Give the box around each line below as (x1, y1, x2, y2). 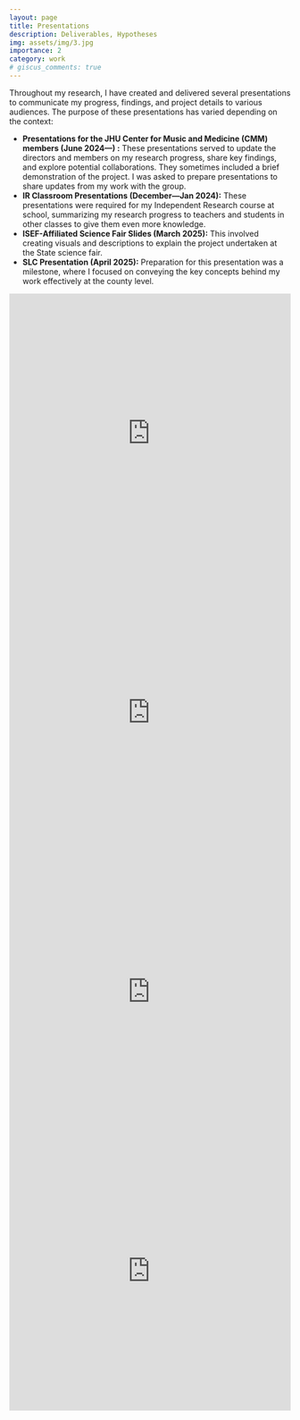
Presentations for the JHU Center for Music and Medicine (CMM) (21, 133, 268, 144)
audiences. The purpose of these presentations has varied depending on (9, 106, 279, 117)
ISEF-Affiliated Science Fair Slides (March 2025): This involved (21, 228, 259, 239)
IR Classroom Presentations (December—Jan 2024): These (21, 189, 247, 201)
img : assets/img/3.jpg (9, 38, 94, 47)
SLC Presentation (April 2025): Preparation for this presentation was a (21, 256, 284, 267)
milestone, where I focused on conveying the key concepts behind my (21, 265, 280, 277)
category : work (9, 55, 66, 63)
